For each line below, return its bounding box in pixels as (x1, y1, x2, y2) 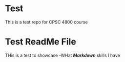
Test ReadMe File (5, 36, 77, 47)
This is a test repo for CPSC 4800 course (5, 19, 88, 25)
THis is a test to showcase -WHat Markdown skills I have (5, 52, 121, 58)
